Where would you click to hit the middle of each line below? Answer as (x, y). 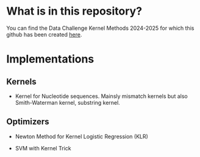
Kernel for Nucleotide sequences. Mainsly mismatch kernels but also (101, 96)
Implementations (50, 59)
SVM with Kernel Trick (43, 148)
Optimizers (28, 122)
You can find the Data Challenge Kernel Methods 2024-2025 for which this (100, 28)
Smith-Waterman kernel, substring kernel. (67, 102)
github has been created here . (44, 34)
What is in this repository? (74, 11)
